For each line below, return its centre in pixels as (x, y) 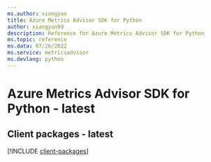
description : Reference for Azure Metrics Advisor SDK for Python (106, 33)
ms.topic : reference (37, 40)
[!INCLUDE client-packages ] (48, 151)
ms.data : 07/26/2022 (37, 46)
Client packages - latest (60, 134)
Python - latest (51, 108)
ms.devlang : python (36, 59)
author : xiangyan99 (36, 27)
